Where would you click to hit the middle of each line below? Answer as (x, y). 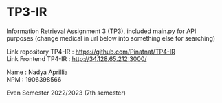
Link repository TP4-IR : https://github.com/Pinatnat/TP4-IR (91, 51)
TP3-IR (27, 12)
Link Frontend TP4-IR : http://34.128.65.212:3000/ (77, 58)
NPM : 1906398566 (34, 79)
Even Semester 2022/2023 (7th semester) (66, 93)
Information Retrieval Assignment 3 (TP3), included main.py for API (101, 31)
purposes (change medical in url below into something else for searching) (111, 38)
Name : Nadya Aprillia (37, 72)
